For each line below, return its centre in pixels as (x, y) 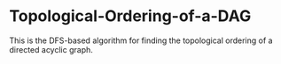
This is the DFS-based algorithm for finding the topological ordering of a (141, 40)
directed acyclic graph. (51, 49)
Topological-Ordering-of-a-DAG (130, 16)
